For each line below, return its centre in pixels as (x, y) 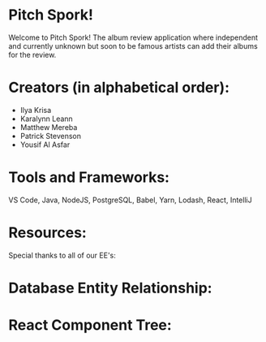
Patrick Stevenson (50, 136)
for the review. (32, 54)
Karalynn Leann (46, 119)
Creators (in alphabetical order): (119, 88)
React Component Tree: (90, 325)
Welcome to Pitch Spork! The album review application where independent (133, 37)
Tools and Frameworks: (89, 177)
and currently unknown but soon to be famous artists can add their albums (133, 45)
